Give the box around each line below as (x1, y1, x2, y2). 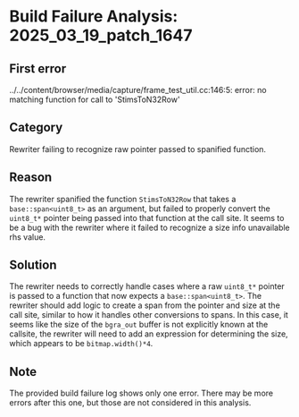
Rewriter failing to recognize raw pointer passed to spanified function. (9, 143, 266, 154)
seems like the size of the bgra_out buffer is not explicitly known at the (9, 319, 269, 330)
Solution (9, 258, 57, 273)
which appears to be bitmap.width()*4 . (9, 338, 154, 349)
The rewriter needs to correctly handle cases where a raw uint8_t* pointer (9, 281, 286, 292)
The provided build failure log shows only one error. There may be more (9, 387, 274, 399)
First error (9, 61, 67, 76)
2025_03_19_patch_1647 (9, 25, 194, 46)
